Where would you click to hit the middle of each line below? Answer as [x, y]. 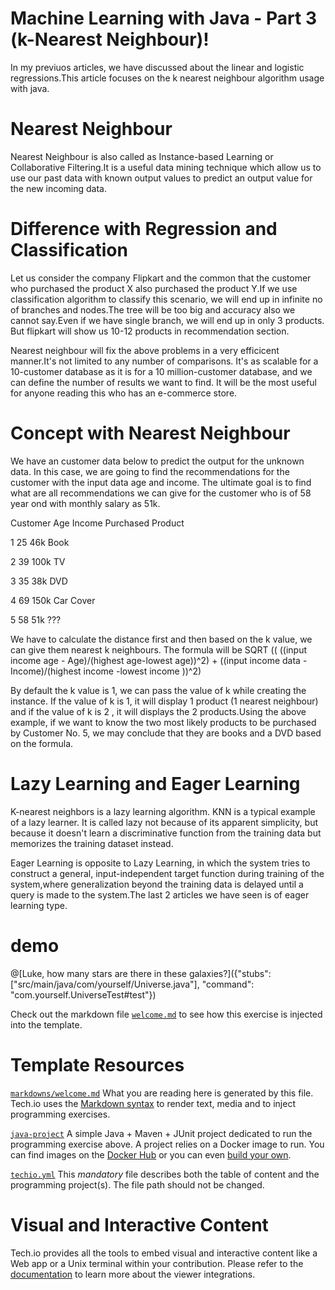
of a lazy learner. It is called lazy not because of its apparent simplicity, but [164, 822]
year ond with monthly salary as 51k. [85, 503]
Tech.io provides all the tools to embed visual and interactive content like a [164, 1253]
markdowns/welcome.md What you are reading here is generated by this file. [162, 1093]
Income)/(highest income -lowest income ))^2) [106, 671]
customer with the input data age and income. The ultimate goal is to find [161, 482]
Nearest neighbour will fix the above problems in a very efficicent [145, 350]
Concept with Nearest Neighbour [150, 433]
